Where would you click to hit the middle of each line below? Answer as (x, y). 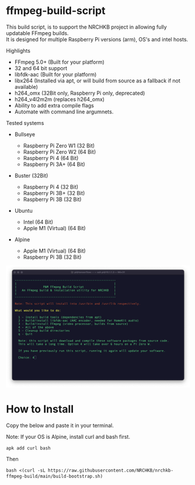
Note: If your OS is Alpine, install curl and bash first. (68, 437)
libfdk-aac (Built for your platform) (55, 74)
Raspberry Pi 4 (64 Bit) (51, 158)
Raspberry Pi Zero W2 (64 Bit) (60, 152)
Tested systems (25, 123)
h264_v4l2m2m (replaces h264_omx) (60, 99)
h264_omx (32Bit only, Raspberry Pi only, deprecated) (80, 93)
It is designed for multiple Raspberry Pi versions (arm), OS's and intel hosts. (97, 39)
